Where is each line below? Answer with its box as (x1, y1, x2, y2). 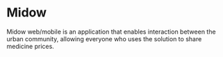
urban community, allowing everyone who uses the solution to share (6, 34, 202, 43)
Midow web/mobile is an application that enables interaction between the (6, 27, 216, 36)
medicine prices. (6, 42, 55, 50)
